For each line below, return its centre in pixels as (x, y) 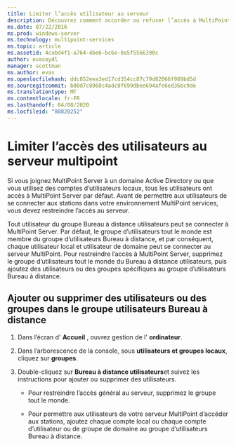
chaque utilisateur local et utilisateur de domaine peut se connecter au (109, 246)
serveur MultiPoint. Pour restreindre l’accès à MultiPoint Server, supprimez (115, 254)
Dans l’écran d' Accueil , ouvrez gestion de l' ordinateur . (100, 337)
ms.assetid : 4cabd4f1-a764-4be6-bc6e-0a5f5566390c (83, 53)
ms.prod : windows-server (44, 33)
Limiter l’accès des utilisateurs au (107, 146)
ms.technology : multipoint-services (61, 40)
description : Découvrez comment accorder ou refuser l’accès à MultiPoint (119, 20)
